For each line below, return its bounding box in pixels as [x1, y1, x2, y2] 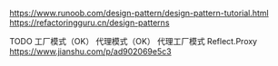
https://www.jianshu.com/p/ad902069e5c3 [9, 46, 172, 57]
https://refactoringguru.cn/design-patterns [9, 17, 170, 28]
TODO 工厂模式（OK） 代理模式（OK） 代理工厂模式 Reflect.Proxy [9, 36, 257, 46]
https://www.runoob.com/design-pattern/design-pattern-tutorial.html [9, 8, 270, 18]
